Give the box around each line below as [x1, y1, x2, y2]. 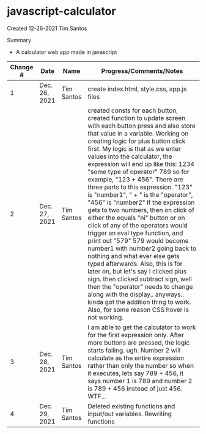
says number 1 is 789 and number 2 [87, 376, 193, 385]
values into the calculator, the [87, 152, 173, 161]
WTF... [87, 392, 106, 400]
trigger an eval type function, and [87, 229, 183, 237]
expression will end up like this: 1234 [87, 159, 195, 168]
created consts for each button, [87, 106, 178, 115]
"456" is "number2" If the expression [87, 198, 195, 207]
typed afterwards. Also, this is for [87, 259, 183, 268]
